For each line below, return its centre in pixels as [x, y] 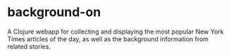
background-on [54, 12]
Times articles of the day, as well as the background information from [108, 38]
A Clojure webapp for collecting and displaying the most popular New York [115, 31]
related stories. [29, 46]
